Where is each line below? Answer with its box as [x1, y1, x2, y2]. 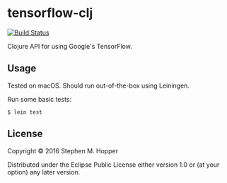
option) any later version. [7, 167, 80, 176]
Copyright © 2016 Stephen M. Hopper [7, 146, 119, 155]
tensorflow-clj [7, 5, 93, 21]
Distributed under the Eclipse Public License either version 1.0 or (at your [7, 160, 220, 169]
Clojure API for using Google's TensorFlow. [7, 42, 132, 50]
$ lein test [7, 108, 42, 116]
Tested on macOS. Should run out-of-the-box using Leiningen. [7, 81, 190, 90]
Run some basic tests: [7, 95, 72, 103]
